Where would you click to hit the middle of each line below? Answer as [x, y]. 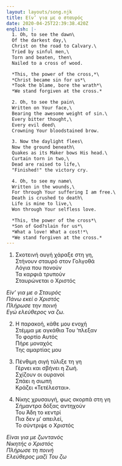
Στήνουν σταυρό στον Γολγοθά [55, 261]
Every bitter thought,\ [42, 119]
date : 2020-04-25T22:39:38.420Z [47, 23]
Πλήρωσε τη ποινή [30, 450]
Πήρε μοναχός [34, 343]
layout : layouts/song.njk [39, 12]
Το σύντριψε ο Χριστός [45, 426]
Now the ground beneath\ [43, 147]
